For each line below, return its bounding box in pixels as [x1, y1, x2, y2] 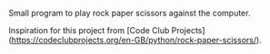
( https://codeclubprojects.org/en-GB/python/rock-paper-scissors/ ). [8, 35, 263, 45]
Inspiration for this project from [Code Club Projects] [8, 25, 205, 35]
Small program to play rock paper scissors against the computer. [8, 8, 251, 18]
